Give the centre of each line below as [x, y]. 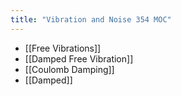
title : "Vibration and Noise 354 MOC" [91, 19]
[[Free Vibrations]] [63, 48]
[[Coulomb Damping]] [69, 69]
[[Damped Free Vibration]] [79, 58]
